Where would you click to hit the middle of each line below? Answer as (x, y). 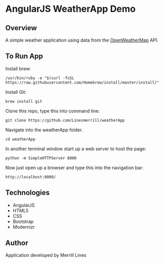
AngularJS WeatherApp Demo (70, 9)
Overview (21, 28)
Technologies (28, 193)
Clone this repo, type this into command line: (53, 111)
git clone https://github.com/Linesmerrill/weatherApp (65, 120)
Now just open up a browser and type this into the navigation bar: (74, 168)
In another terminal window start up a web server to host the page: (76, 149)
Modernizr (24, 227)
